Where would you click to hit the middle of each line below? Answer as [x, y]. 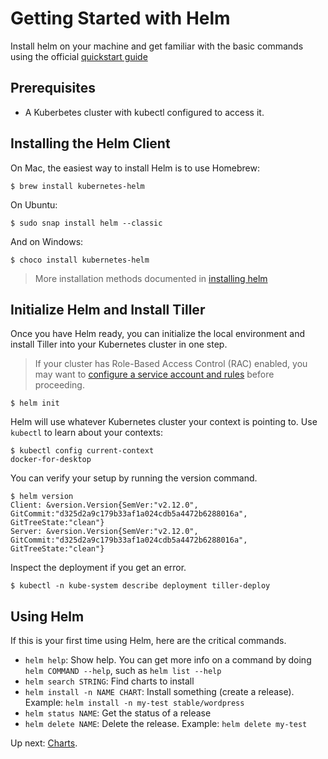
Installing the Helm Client [90, 143]
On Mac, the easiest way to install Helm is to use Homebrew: [135, 168]
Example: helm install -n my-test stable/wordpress [134, 703]
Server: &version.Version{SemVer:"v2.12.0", [104, 532]
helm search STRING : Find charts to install [109, 681]
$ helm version [42, 497]
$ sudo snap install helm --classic [86, 223]
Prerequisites [53, 88]
